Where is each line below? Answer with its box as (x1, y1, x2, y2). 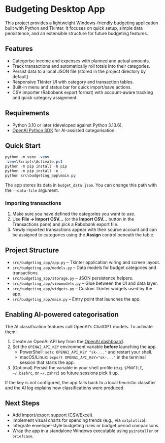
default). (12, 73, 30, 80)
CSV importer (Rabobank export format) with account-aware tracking (12, 89, 153, 95)
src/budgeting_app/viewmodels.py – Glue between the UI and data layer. (12, 280, 158, 286)
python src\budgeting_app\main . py (5, 173, 76, 178)
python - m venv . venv (5, 155, 50, 160)
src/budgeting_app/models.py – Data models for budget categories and (12, 265, 157, 270)
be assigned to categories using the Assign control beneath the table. (12, 232, 155, 238)
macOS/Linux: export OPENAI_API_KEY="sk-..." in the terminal (19, 354, 146, 360)
